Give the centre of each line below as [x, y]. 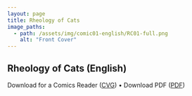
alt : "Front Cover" [49, 40]
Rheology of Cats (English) [67, 68]
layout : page [26, 14]
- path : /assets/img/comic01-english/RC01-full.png [91, 33]
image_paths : [26, 27]
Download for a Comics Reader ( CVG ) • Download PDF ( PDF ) [96, 85]
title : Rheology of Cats [44, 20]
